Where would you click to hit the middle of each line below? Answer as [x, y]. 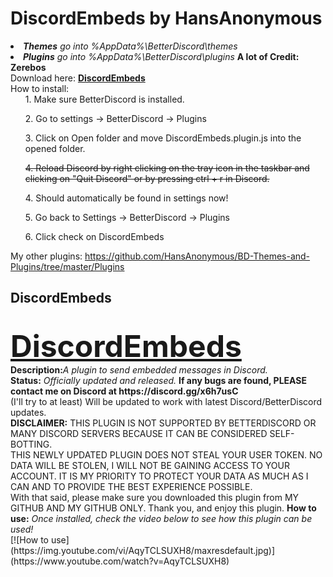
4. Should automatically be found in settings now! [126, 198]
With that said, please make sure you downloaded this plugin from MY [155, 497]
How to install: [40, 88]
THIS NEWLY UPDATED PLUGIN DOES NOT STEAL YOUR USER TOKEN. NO [166, 454]
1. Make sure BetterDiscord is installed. [104, 99]
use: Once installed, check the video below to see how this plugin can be [161, 518]
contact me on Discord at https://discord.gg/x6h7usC [124, 391]
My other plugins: [46, 256]
